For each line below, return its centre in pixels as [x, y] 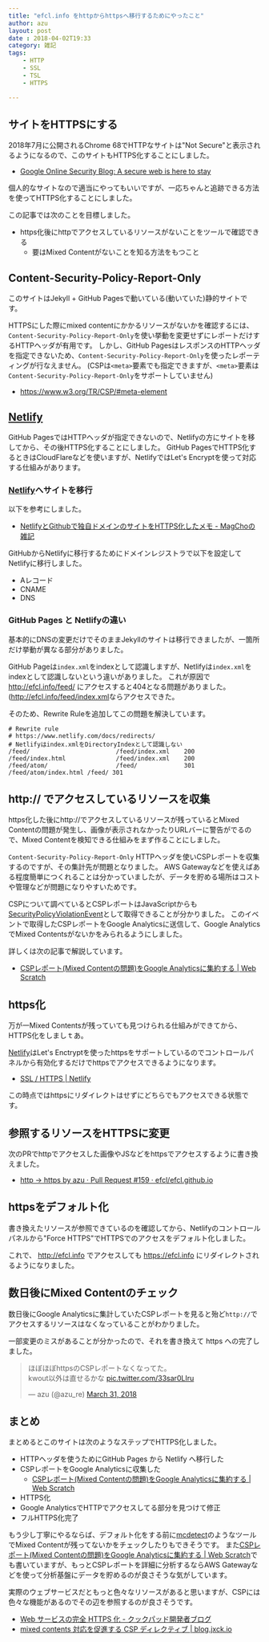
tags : [17, 53]
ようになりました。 [46, 1265]
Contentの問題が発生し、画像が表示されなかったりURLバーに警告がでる [126, 830]
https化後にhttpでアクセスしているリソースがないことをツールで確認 [132, 232]
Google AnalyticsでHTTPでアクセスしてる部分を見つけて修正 [120, 1508]
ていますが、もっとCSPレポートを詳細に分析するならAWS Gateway [140, 1565]
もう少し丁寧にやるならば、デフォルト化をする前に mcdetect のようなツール [132, 1535]
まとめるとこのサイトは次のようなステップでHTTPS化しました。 [115, 1442]
